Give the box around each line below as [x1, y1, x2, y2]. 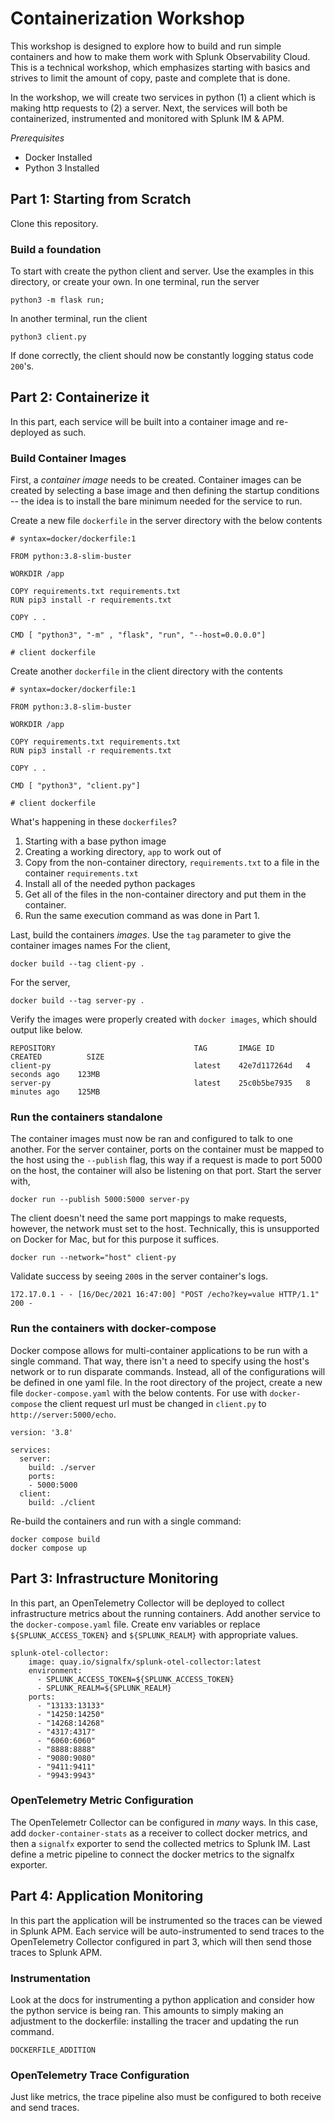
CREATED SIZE [10, 1052, 105, 1062]
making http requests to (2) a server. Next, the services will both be [10, 102, 288, 114]
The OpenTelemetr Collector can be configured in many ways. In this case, [10, 1816, 319, 1828]
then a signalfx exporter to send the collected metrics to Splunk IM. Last [10, 1837, 311, 1849]
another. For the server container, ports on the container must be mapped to [10, 1143, 325, 1156]
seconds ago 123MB [10, 1070, 101, 1080]
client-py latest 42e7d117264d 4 [10, 1061, 311, 1071]
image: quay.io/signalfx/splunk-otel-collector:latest [28, 1657, 262, 1667]
